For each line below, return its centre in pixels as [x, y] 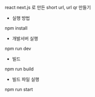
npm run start [19, 89]
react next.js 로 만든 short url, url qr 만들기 [48, 7]
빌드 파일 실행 [26, 79]
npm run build [19, 69]
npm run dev [18, 48]
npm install [16, 28]
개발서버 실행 [25, 38]
